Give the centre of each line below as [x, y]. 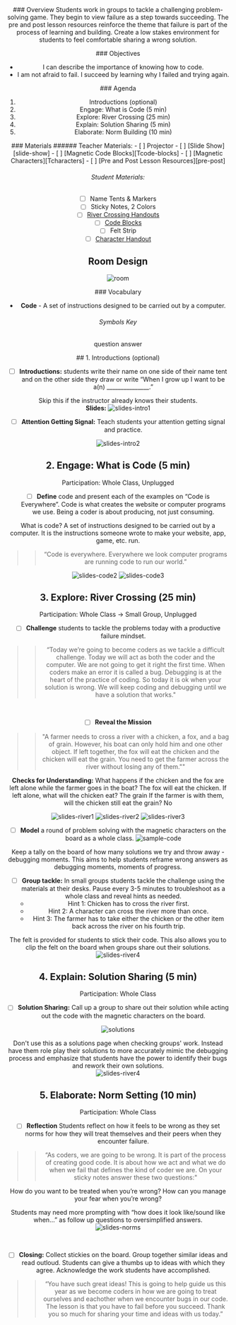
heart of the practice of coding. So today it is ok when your [136, 680]
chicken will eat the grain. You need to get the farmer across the [135, 759]
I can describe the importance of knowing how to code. [123, 67]
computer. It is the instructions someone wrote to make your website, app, [118, 533]
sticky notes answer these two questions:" [136, 1177]
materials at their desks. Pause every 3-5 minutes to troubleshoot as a [123, 888]
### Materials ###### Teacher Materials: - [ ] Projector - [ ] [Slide [108, 146]
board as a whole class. [100, 838]
